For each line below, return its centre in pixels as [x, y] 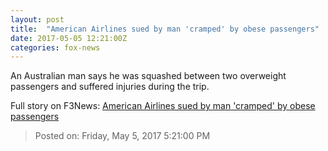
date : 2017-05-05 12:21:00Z [69, 38]
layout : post [37, 19]
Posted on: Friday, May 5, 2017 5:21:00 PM [122, 136]
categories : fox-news [55, 47]
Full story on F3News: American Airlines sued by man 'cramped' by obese [163, 106]
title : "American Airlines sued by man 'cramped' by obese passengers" [165, 29]
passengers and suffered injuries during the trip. [110, 87]
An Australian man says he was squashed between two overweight [148, 76]
